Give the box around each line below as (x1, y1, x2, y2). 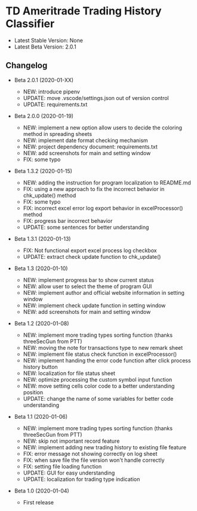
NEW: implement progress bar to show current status (23, 276, 154, 283)
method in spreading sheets (23, 130, 93, 137)
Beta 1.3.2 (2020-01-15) (14, 167, 73, 174)
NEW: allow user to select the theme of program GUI (23, 283, 152, 290)
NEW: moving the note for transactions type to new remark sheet (23, 344, 183, 351)
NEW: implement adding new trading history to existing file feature (23, 443, 186, 450)
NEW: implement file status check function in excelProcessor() (23, 350, 177, 358)
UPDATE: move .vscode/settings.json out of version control (23, 94, 169, 101)
